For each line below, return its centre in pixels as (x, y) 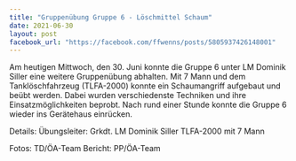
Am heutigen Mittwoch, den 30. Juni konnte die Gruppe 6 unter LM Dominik (148, 67)
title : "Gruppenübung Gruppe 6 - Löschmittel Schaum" (111, 17)
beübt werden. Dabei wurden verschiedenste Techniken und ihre (128, 96)
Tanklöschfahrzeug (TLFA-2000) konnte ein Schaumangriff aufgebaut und (145, 86)
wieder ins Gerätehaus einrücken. (71, 114)
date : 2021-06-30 (41, 26)
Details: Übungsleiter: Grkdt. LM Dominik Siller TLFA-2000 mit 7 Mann (137, 131)
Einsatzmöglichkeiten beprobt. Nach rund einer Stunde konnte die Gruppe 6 (148, 105)
